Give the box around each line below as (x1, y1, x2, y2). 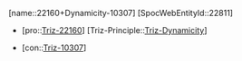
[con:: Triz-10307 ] (21, 42, 87, 53)
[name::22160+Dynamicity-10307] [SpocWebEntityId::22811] (8, 8, 233, 18)
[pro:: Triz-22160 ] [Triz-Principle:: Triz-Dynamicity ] (21, 25, 208, 35)
